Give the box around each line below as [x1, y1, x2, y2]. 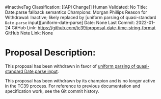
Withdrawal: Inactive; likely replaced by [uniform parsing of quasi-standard [5, 15, 157, 20]
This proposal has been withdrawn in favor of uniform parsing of [5, 63, 135, 69]
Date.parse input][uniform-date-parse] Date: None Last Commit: [5, 20, 135, 25]
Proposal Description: [5, 47, 96, 58]
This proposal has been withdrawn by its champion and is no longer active [5, 78, 156, 83]
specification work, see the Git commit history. [5, 88, 99, 94]
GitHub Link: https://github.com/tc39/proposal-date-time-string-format [11, 25, 156, 31]
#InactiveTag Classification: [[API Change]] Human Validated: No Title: [5, 4, 147, 10]
